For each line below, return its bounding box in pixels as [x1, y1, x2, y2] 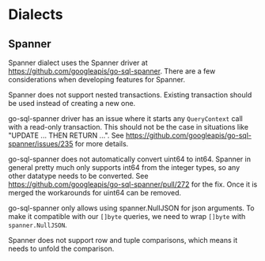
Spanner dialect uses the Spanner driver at [8, 58, 148, 67]
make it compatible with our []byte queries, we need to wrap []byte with [8, 212, 246, 221]
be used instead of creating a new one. [8, 99, 136, 108]
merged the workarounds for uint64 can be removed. [8, 188, 182, 197]
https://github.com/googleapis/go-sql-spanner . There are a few [8, 66, 216, 76]
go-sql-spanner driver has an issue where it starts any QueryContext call [8, 114, 243, 123]
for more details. [74, 139, 129, 148]
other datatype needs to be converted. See [8, 172, 149, 180]
